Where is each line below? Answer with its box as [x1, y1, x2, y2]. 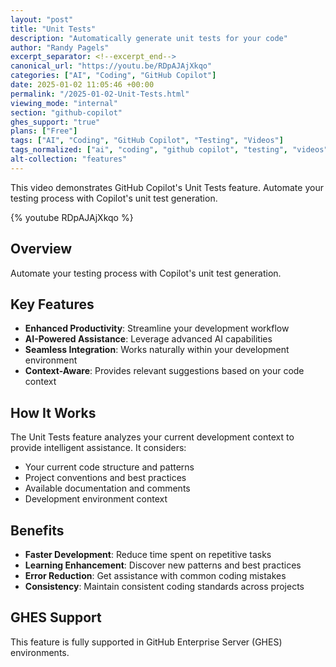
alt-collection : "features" [10, 154, 128, 164]
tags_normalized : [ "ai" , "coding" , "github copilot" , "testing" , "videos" [10, 145, 329, 155]
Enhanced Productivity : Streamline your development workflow [24, 322, 290, 335]
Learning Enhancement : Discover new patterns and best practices [24, 559, 302, 571]
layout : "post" [10, 14, 74, 25]
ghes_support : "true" [10, 117, 101, 127]
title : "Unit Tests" [10, 24, 97, 34]
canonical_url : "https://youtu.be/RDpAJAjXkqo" [10, 61, 213, 71]
